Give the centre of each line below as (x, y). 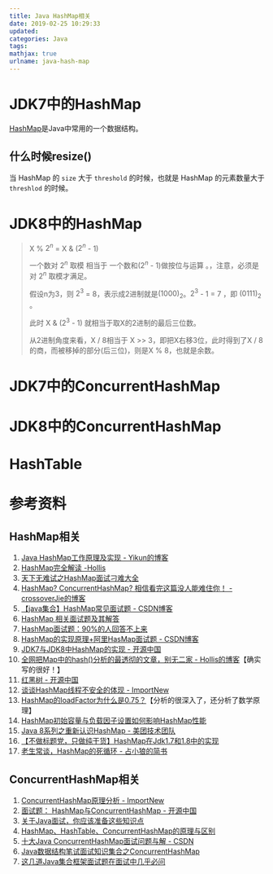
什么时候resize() (50, 157)
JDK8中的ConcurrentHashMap (115, 426)
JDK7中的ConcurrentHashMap (115, 386)
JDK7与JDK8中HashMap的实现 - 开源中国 (91, 649)
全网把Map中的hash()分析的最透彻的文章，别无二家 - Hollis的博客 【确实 (141, 660)
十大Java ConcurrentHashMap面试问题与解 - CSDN (107, 841)
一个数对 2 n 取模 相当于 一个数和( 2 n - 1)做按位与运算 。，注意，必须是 (144, 264)
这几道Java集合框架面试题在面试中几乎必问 (93, 862)
